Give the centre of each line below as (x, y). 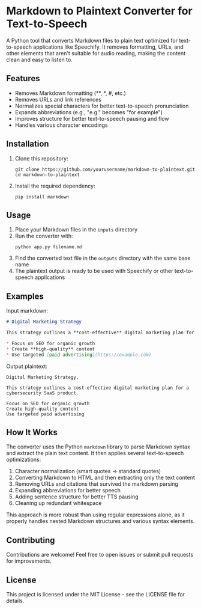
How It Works (32, 432)
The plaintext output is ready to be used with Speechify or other (94, 271)
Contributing (31, 540)
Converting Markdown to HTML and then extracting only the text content (105, 478)
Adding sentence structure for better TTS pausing (77, 497)
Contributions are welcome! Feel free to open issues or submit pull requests (100, 555)
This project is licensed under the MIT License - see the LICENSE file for (95, 594)
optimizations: (24, 460)
